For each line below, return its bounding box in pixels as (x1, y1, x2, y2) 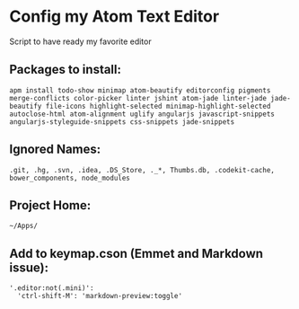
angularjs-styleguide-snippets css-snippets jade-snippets (9, 117, 235, 127)
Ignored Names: (9, 142, 101, 157)
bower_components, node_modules (9, 173, 130, 182)
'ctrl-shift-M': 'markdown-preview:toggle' (17, 292, 182, 301)
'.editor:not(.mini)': (9, 284, 94, 293)
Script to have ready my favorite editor (9, 36, 152, 47)
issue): (9, 260, 49, 275)
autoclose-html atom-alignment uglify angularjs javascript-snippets (9, 110, 276, 119)
